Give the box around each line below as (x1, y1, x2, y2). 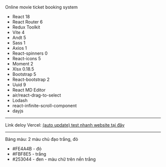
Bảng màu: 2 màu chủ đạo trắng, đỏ (5, 136, 78, 142)
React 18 (12, 14, 30, 19)
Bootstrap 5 (12, 71, 37, 77)
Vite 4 (12, 30, 25, 35)
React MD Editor (12, 87, 46, 93)
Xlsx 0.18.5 (12, 66, 35, 72)
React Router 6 (12, 19, 43, 25)
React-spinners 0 (12, 50, 48, 56)
